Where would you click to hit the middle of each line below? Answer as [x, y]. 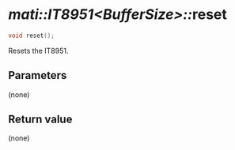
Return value [40, 120]
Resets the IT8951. [38, 51]
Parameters [38, 75]
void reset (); [32, 36]
